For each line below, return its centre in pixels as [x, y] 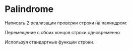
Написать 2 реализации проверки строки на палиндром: [66, 23]
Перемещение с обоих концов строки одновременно [62, 32]
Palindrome [29, 9]
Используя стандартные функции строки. [49, 42]
